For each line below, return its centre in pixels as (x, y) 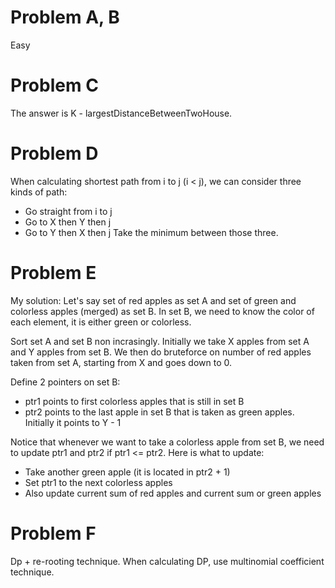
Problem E (53, 273)
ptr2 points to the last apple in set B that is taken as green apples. (159, 412)
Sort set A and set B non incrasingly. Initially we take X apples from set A (160, 341)
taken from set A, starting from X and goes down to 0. (121, 362)
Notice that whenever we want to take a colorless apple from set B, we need (167, 442)
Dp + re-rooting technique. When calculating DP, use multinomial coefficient (167, 561)
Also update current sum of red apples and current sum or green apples (173, 493)
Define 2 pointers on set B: (65, 382)
